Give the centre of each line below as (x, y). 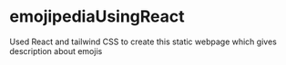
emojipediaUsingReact (97, 17)
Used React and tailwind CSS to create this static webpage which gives (143, 42)
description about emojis (56, 51)
